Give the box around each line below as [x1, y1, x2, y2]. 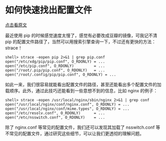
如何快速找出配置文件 [5, 4, 93, 16]
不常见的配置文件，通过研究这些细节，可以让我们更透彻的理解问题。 [5, 130, 144, 137]
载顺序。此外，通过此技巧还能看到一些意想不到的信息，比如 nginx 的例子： [5, 87, 158, 93]
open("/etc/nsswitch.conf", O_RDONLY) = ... [5, 115, 106, 120]
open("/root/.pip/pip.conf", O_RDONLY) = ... [5, 68, 106, 72]
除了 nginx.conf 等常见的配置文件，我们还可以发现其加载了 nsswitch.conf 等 [5, 124, 161, 130]
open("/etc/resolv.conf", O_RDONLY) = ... [5, 110, 106, 116]
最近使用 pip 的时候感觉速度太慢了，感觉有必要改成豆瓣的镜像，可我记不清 [5, 32, 158, 38]
